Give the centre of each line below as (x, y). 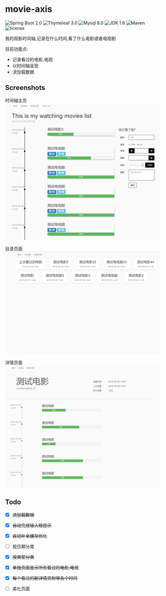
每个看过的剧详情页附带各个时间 (45, 578)
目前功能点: (17, 49)
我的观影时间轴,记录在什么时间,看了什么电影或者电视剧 (61, 38)
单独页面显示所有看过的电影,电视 (45, 567)
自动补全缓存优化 (30, 536)
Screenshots (25, 88)
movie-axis (29, 9)
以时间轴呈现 (25, 66)
